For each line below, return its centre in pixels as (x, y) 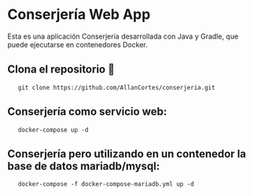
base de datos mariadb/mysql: (84, 166)
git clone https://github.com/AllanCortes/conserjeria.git (116, 87)
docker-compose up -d (53, 130)
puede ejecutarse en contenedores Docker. (77, 44)
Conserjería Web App (79, 15)
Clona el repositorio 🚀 (61, 70)
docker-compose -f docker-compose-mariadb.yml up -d (106, 184)
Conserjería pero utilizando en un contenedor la (127, 154)
